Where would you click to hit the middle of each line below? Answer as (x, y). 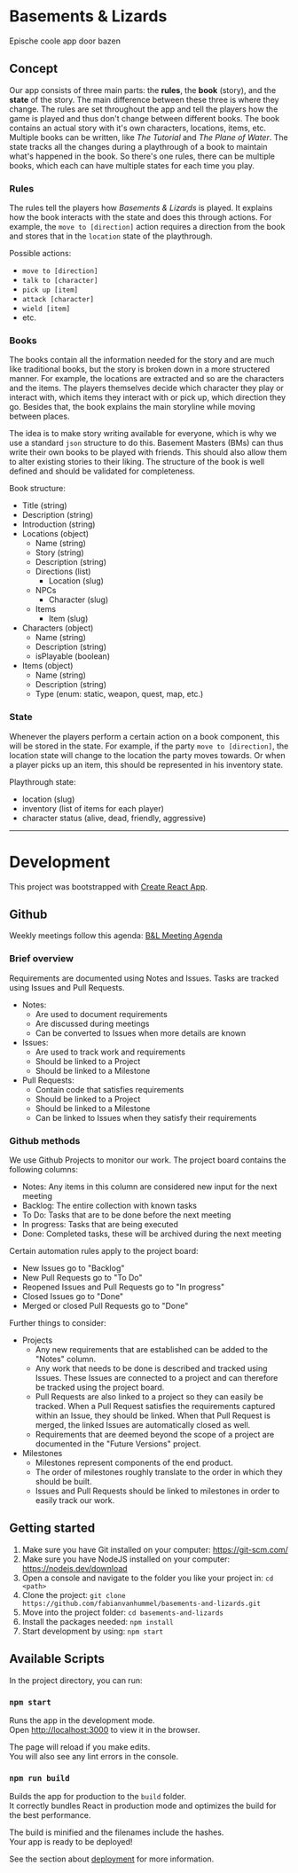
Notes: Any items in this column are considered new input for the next (149, 1187)
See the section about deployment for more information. (112, 1859)
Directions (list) (63, 572)
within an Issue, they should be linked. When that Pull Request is (153, 1415)
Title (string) (45, 505)
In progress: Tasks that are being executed (100, 1224)
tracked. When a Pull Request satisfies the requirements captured (155, 1406)
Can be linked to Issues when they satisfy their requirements (146, 1117)
